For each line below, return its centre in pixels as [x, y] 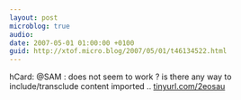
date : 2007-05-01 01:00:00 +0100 [72, 43]
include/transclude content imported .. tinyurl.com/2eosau [117, 86]
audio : [22, 34]
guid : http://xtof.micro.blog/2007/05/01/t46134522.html [118, 51]
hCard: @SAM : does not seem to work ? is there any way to [120, 77]
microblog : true [40, 26]
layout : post [34, 18]
